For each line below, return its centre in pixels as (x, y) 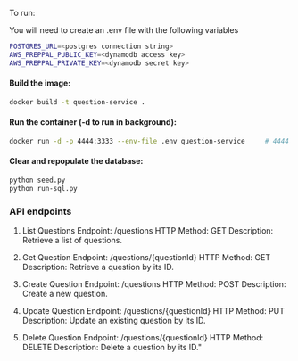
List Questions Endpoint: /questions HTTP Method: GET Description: (148, 231)
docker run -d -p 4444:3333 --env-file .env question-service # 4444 (149, 141)
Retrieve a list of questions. (72, 241)
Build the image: (40, 83)
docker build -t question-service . (77, 102)
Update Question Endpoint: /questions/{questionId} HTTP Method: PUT (153, 311)
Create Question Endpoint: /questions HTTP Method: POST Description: (154, 284)
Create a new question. (65, 294)
